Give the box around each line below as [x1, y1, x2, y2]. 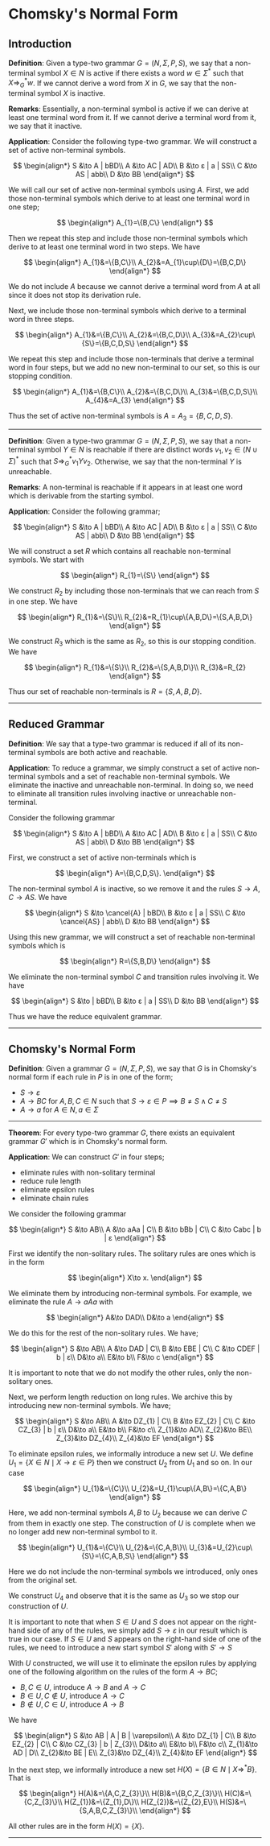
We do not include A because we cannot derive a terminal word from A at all [8, 282, 260, 291]
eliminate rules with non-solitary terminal [19, 1168, 156, 1178]
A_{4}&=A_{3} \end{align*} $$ [85, 395, 185, 405]
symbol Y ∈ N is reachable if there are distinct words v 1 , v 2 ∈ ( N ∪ [37, 444, 258, 456]
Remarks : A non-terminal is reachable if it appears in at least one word [8, 482, 243, 492]
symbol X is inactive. [37, 89, 106, 98]
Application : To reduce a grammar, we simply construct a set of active [8, 762, 243, 773]
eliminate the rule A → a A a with [8, 1297, 114, 1307]
